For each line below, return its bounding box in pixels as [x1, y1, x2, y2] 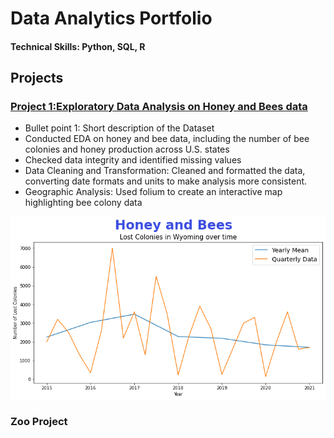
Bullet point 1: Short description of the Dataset [24, 122, 215, 134]
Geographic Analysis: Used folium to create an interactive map [24, 186, 283, 198]
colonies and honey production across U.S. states [24, 143, 230, 156]
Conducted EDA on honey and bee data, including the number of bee [24, 133, 310, 145]
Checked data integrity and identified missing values [24, 154, 242, 166]
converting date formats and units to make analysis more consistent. [24, 175, 308, 187]
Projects [10, 70, 64, 87]
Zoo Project [10, 415, 68, 429]
